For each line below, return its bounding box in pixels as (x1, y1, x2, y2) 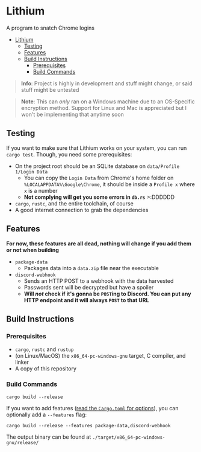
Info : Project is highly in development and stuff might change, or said (20, 80, 193, 87)
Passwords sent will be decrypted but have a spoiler (23, 283, 154, 291)
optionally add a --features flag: (6, 411, 87, 418)
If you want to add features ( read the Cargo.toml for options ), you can (6, 404, 179, 412)
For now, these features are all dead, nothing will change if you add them (6, 240, 191, 247)
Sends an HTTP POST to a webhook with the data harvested (23, 277, 174, 285)
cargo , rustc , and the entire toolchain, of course (14, 199, 134, 207)
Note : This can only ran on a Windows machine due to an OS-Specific (20, 98, 196, 105)
